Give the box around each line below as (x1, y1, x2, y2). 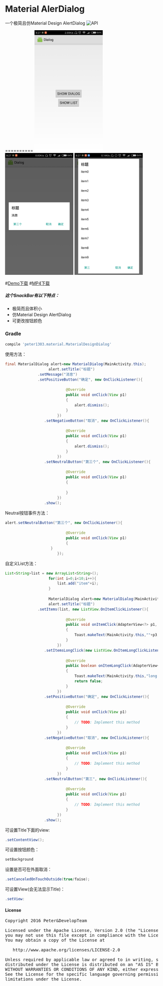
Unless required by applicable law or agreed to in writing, (5, 957, 154, 963)
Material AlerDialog (5, 3, 85, 15)
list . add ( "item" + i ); (57, 581, 98, 586)
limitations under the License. (5, 976, 82, 982)
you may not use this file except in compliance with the (5, 932, 146, 938)
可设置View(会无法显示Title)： (5, 886, 65, 892)
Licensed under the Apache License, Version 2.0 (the (5, 928, 136, 933)
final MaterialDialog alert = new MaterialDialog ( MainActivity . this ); (5, 362, 147, 367)
